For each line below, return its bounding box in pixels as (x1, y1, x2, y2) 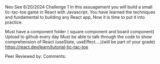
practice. (5, 19, 23, 25)
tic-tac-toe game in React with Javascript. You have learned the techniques (5, 9, 156, 15)
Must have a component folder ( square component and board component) (5, 29, 155, 34)
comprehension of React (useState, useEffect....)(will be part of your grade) (5, 39, 156, 45)
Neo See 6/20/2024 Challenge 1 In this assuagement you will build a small (5, 4, 153, 10)
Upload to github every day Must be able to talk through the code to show (5, 34, 152, 39)
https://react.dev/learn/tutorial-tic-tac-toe (5, 44, 88, 50)
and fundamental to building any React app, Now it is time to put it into (5, 14, 145, 20)
